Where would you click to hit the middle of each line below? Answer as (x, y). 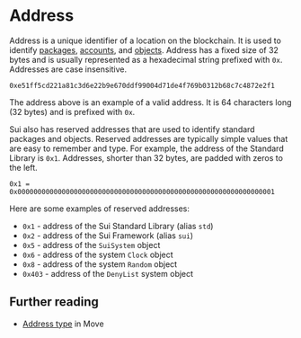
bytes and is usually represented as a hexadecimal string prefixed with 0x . (146, 59)
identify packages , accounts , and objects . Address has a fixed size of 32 (144, 49)
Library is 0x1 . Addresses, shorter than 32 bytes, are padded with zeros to (146, 157)
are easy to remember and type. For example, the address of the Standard (147, 148)
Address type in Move (63, 324)
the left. (23, 167)
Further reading (54, 302)
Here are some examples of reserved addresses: (100, 209)
